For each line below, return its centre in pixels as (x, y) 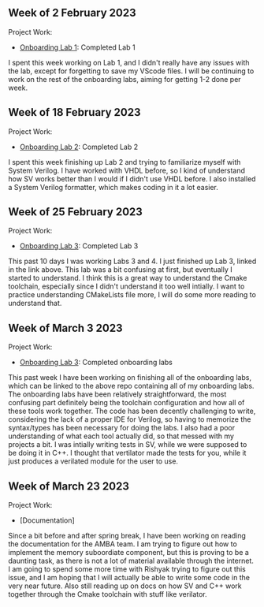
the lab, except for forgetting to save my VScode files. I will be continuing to (131, 71)
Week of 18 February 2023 (74, 112)
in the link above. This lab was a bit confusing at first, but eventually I (120, 270)
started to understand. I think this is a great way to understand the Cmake (128, 278)
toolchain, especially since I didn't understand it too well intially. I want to (126, 286)
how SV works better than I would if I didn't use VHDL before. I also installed (132, 179)
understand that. (35, 303)
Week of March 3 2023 (66, 328)
